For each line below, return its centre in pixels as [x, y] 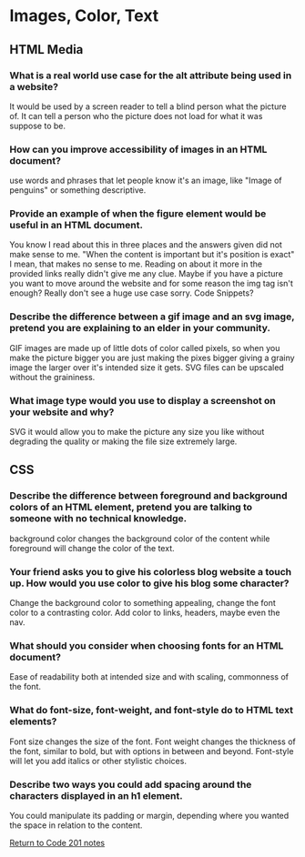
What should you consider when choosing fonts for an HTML [147, 645]
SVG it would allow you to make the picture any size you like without [137, 432]
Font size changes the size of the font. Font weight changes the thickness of [152, 741]
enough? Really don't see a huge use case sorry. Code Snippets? [132, 293]
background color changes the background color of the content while [140, 539]
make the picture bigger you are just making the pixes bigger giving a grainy [152, 358]
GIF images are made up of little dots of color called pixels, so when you [145, 348]
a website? [34, 86]
